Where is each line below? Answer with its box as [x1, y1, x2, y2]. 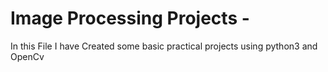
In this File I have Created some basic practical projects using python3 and [10, 40, 318, 52]
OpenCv [10, 50, 45, 62]
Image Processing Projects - [10, 7, 250, 30]
